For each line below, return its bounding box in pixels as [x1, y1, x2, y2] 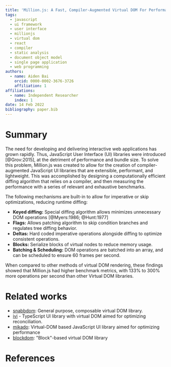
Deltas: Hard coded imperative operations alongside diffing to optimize [12, 230, 162, 237]
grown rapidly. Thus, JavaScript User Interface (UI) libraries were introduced [5, 151, 166, 157]
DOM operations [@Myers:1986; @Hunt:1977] [12, 214, 108, 220]
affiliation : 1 [14, 83, 47, 88]
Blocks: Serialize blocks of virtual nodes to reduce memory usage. [12, 241, 153, 247]
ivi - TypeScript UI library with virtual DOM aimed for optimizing [12, 313, 146, 319]
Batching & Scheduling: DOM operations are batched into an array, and [12, 247, 163, 253]
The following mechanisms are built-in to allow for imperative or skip [5, 193, 149, 199]
